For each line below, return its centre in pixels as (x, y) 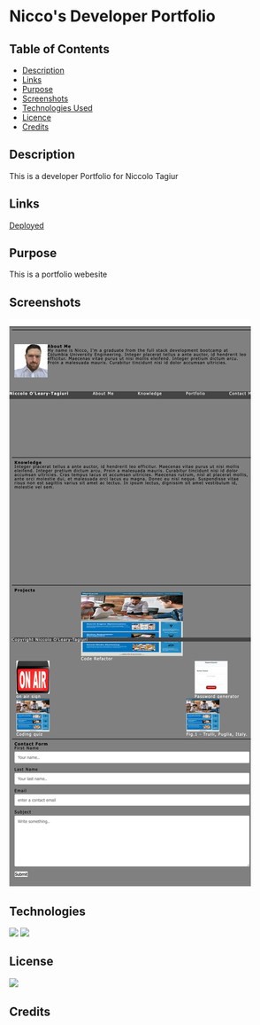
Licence (36, 117)
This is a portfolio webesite (58, 274)
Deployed (27, 225)
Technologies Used (57, 108)
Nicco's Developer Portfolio (112, 16)
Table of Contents (60, 49)
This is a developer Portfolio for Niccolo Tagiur (94, 176)
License (31, 962)
